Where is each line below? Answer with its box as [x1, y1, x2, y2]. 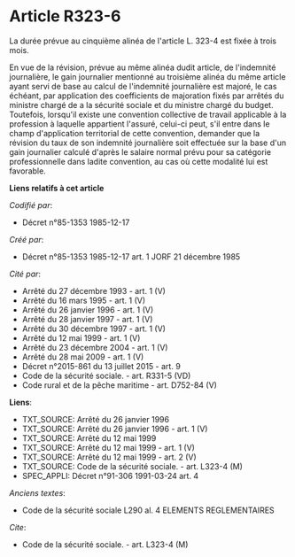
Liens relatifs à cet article [9, 182, 105, 193]
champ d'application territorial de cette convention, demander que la [9, 128, 260, 138]
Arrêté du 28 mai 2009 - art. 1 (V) [21, 352, 144, 362]
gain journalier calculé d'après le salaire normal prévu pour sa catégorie [9, 146, 272, 157]
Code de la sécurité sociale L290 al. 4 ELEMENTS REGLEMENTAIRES [21, 505, 275, 515]
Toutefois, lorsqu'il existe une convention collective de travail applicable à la [9, 109, 287, 120]
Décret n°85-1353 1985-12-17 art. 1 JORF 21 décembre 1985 [21, 251, 241, 262]
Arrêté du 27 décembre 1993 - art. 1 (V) [21, 285, 167, 296]
